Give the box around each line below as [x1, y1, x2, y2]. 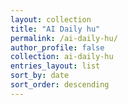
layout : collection [10, 14, 92, 25]
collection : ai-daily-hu [10, 52, 114, 62]
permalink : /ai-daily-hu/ [10, 33, 118, 43]
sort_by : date [10, 71, 70, 81]
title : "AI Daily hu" [10, 24, 101, 34]
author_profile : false [10, 42, 105, 53]
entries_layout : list [10, 61, 101, 71]
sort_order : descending [10, 80, 110, 90]
